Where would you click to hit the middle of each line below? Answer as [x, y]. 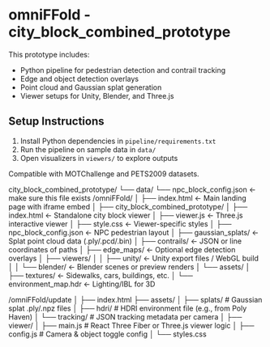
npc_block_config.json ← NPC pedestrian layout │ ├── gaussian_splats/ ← [134, 232]
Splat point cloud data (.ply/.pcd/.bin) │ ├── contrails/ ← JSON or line [125, 241]
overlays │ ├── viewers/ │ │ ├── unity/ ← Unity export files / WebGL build [134, 258]
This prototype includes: [49, 54]
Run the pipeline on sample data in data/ [88, 149]
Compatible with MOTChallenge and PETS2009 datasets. [104, 173]
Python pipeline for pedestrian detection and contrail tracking [123, 70]
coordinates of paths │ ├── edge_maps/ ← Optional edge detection [122, 249]
